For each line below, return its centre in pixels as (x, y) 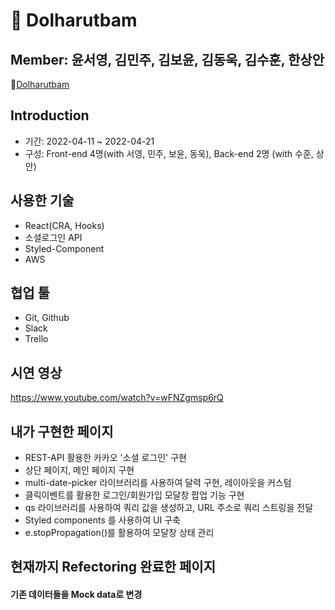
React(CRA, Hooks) (64, 225)
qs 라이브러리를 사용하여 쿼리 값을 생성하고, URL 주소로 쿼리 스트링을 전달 (169, 508)
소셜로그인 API (53, 237)
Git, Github (47, 318)
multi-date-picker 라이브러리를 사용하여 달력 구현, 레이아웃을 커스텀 (158, 483)
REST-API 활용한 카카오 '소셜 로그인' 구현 (105, 458)
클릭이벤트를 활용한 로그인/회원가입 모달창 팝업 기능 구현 (134, 495)
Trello (36, 339)
